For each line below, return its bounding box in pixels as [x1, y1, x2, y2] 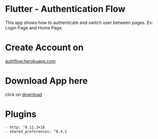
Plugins [5, 109, 37, 119]
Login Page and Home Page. [5, 24, 63, 30]
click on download [5, 92, 42, 97]
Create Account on [5, 42, 84, 53]
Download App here [5, 75, 88, 87]
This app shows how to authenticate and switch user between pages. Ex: [5, 20, 154, 25]
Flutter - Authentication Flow [5, 3, 126, 15]
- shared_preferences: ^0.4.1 [5, 129, 67, 134]
